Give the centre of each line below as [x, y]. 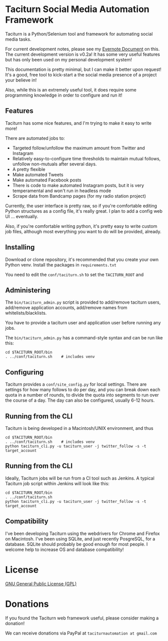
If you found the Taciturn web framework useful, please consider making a [82, 618]
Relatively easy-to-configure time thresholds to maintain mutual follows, [86, 158]
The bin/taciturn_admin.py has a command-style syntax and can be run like [84, 338]
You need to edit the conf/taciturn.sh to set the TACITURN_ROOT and [74, 274]
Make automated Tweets [38, 174]
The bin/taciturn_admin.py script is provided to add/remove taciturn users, [83, 302]
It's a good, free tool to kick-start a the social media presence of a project [81, 74]
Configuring [24, 372]
